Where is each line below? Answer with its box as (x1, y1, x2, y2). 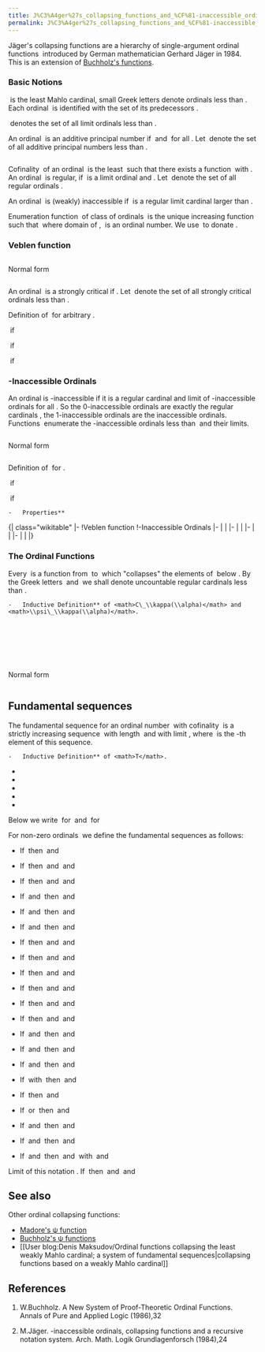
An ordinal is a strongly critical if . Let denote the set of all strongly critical (8, 287, 252, 296)
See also (8, 1189, 51, 1202)
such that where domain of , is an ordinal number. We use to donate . (8, 220, 238, 229)
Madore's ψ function (19, 1225, 87, 1235)
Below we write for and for (8, 815, 100, 825)
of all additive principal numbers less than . (8, 142, 148, 151)
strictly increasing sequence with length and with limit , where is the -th (8, 728, 246, 738)
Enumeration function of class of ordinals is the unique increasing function (8, 211, 254, 221)
